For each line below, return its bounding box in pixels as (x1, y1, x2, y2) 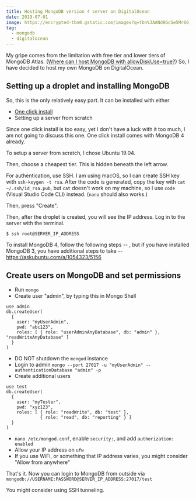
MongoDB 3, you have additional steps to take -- (6, 247, 123, 254)
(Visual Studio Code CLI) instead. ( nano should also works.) (6, 191, 148, 198)
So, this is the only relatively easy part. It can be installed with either (6, 97, 170, 104)
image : (6, 19, 22, 25)
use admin (6, 304, 30, 309)
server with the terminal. (6, 219, 65, 226)
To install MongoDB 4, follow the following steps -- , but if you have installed (6, 241, 190, 248)
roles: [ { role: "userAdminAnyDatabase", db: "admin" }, (16, 329, 160, 335)
